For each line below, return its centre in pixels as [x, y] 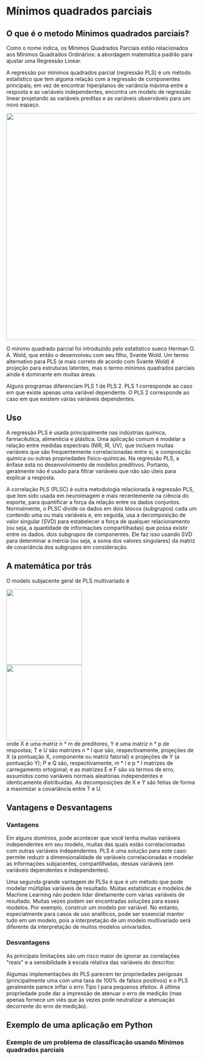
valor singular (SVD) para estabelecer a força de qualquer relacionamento [98, 521]
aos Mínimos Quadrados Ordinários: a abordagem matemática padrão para [99, 54]
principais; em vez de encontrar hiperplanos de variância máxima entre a [97, 85]
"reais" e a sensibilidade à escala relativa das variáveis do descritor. [91, 962]
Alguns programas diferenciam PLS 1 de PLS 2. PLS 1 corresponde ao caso [99, 386]
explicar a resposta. [31, 477]
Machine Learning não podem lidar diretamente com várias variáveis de [95, 895]
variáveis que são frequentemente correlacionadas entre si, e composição [99, 451]
